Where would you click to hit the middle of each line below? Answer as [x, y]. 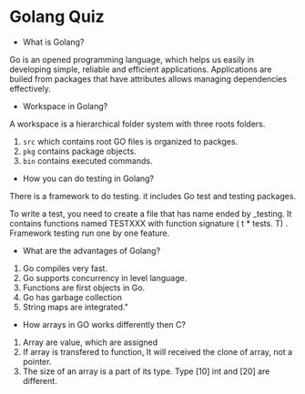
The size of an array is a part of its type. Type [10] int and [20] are [146, 371]
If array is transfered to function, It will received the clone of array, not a [158, 351]
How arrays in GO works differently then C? [104, 324]
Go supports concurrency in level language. [105, 278]
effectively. [30, 88]
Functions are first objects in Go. [84, 288]
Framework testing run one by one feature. [90, 233]
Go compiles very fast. [65, 268]
